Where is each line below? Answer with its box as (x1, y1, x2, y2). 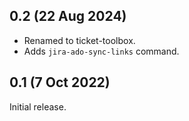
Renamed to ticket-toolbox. (23, 34, 136, 46)
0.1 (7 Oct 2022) (9, 74, 111, 91)
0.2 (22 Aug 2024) (9, 8, 127, 25)
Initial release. (9, 100, 67, 113)
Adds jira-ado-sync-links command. (23, 45, 180, 57)
